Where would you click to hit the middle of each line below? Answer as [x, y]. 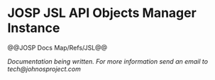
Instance [34, 28]
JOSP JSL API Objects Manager [102, 13]
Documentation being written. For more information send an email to [107, 61]
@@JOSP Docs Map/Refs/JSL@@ [57, 47]
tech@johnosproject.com [44, 69]
